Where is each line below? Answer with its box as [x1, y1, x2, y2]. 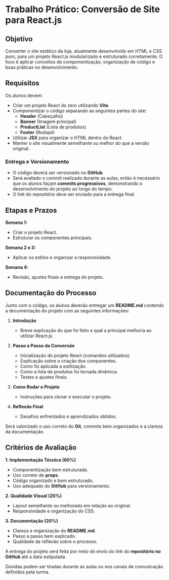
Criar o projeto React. [12, 229, 58, 235]
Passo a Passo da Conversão [12, 342, 75, 348]
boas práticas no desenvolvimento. [5, 65, 78, 70]
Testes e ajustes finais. [20, 374, 68, 380]
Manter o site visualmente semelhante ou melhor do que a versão [12, 140, 149, 146]
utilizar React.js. [20, 333, 54, 339]
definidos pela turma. [5, 569, 50, 575]
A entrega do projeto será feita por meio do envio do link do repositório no [5, 548, 161, 554]
